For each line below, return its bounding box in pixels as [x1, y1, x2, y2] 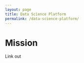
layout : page [5, 7, 32, 12]
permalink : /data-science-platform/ [5, 16, 79, 21]
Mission [5, 37, 38, 48]
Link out [5, 53, 21, 59]
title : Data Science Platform [5, 12, 67, 17]
